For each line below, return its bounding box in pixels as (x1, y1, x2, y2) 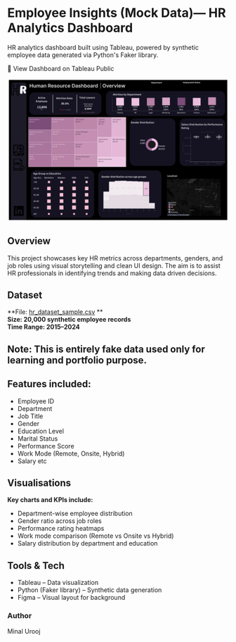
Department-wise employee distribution (17, 509, 133, 518)
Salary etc (17, 456, 47, 465)
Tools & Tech (7, 560, 65, 572)
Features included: (7, 378, 91, 390)
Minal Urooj (7, 627, 41, 635)
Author (7, 611, 32, 621)
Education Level (17, 427, 65, 435)
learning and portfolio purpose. (7, 354, 147, 366)
